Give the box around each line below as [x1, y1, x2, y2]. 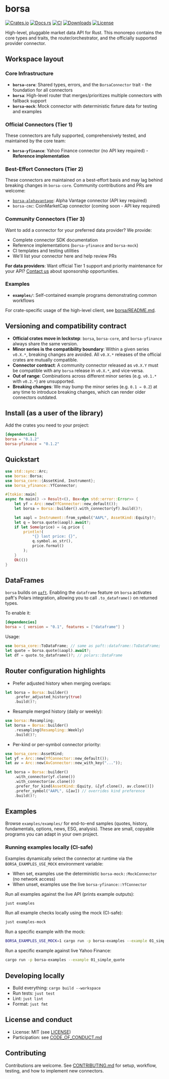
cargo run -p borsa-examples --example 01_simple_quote [5, 957, 125, 962]
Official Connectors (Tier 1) [5, 121, 73, 128]
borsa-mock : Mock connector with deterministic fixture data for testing [12, 103, 157, 109]
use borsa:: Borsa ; [5, 473, 44, 479]
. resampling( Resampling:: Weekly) [14, 728, 84, 733]
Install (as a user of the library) [5, 409, 103, 418]
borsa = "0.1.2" [5, 437, 39, 442]
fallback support [12, 97, 47, 104]
